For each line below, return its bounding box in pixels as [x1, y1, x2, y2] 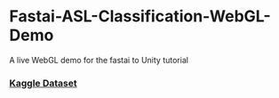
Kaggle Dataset [9, 77, 77, 89]
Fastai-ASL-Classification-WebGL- [9, 6, 271, 27]
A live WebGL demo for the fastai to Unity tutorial [9, 54, 189, 65]
